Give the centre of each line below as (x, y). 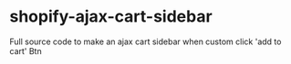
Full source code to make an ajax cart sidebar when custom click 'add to (145, 41)
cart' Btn (26, 50)
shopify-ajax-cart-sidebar (111, 17)
